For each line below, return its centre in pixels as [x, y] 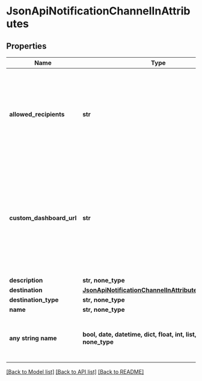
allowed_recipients [37, 114]
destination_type [34, 300]
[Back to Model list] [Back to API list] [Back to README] [75, 372]
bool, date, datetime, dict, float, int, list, [139, 334]
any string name [33, 338]
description [26, 280]
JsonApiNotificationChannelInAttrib [98, 11]
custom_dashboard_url [43, 218]
